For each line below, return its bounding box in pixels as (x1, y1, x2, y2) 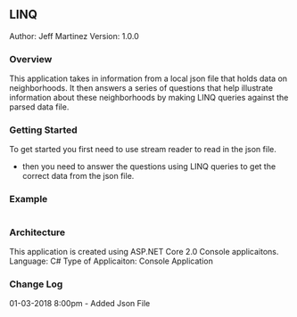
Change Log (9, 278, 63, 290)
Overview (9, 53, 53, 65)
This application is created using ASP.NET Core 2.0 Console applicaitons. (9, 247, 279, 256)
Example (9, 193, 48, 206)
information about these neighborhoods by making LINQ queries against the (9, 93, 289, 103)
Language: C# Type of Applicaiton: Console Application (9, 256, 214, 266)
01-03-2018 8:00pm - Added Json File (9, 298, 151, 309)
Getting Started (9, 124, 78, 136)
